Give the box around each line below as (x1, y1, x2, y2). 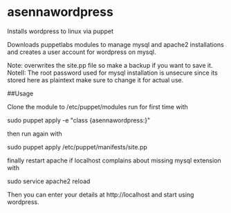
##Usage (7, 89, 34, 98)
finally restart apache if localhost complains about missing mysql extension (7, 156, 221, 165)
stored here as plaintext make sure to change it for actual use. (7, 75, 184, 84)
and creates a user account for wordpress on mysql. (7, 48, 156, 56)
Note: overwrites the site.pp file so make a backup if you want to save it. (7, 61, 213, 69)
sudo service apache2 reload (7, 177, 91, 185)
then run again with (7, 129, 62, 138)
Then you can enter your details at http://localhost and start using (7, 190, 194, 198)
